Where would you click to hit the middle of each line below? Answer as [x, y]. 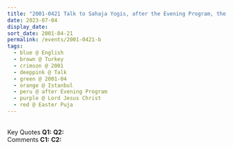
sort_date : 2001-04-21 [40, 33]
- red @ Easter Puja [43, 105]
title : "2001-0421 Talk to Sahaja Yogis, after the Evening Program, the [117, 14]
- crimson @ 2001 [39, 66]
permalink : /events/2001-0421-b [54, 40]
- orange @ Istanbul [43, 85]
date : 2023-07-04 [32, 20]
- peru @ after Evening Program [61, 92]
